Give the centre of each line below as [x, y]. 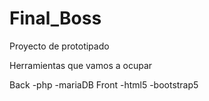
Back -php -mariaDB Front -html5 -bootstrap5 [104, 84]
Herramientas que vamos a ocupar [81, 65]
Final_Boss [55, 18]
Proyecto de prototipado [59, 46]
